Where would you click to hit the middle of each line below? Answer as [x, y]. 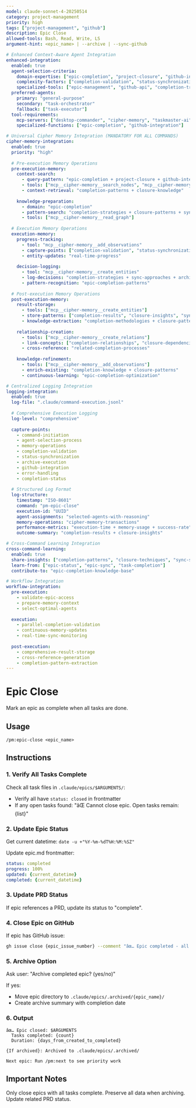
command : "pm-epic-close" [48, 506]
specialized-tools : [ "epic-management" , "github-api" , [85, 88]
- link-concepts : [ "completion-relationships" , [80, 343]
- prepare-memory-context [48, 603]
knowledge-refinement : [44, 359]
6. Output [20, 1018]
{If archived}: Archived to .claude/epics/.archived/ [73, 1051]
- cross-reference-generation [53, 657]
